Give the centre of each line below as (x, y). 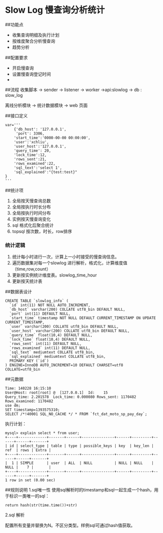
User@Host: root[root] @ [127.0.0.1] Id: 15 (57, 393)
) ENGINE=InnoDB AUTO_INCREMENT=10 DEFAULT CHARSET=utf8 (64, 365)
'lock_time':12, (31, 155)
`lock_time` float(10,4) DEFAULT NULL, (50, 340)
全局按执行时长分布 (31, 207)
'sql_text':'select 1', (38, 168)
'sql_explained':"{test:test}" (46, 172)
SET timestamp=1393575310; (32, 410)
